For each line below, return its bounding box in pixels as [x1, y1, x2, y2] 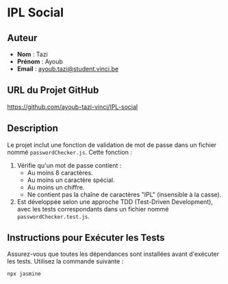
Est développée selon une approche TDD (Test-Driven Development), [16, 197, 214, 206]
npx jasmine [7, 270, 41, 278]
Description [7, 122, 58, 134]
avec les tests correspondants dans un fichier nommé [16, 205, 169, 213]
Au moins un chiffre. [27, 183, 85, 191]
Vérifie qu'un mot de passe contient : [16, 161, 122, 169]
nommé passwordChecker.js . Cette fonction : [7, 148, 132, 156]
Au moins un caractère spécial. [27, 176, 115, 184]
